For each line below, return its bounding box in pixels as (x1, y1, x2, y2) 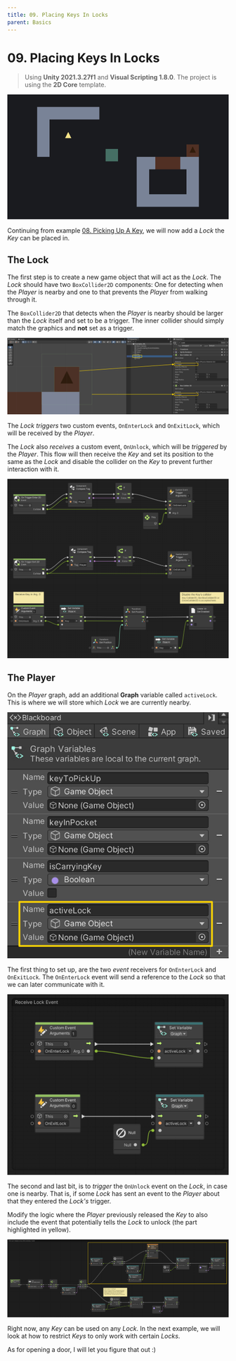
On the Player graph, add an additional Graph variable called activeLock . (7, 690, 218, 699)
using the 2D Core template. (24, 81, 107, 89)
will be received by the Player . (7, 429, 95, 437)
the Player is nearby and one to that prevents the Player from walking (7, 288, 209, 296)
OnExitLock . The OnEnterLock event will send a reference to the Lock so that (7, 972, 226, 981)
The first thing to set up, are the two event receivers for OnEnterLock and (7, 965, 216, 974)
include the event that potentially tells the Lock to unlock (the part (7, 1218, 198, 1226)
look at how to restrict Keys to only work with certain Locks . (7, 1331, 181, 1340)
